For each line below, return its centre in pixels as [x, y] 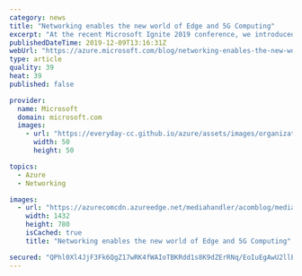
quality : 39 [31, 68]
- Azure [32, 175]
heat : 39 [26, 76]
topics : [24, 167]
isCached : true [54, 233]
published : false [42, 84]
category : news [38, 17]
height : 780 [48, 225]
